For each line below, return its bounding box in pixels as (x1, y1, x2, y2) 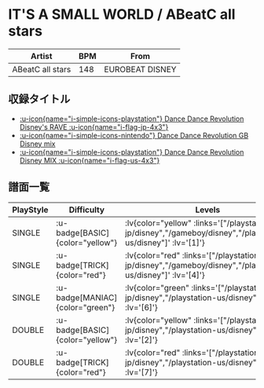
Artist (30, 50, 53, 61)
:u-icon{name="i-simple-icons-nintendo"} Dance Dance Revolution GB (19, 130, 249, 140)
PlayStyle (12, 204, 49, 215)
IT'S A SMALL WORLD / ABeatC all (8, 5, 236, 24)
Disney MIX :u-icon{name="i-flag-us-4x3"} (19, 156, 160, 165)
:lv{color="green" (124, 282, 190, 293)
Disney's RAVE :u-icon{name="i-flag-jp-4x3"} (19, 122, 169, 131)
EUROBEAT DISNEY (104, 64, 177, 75)
